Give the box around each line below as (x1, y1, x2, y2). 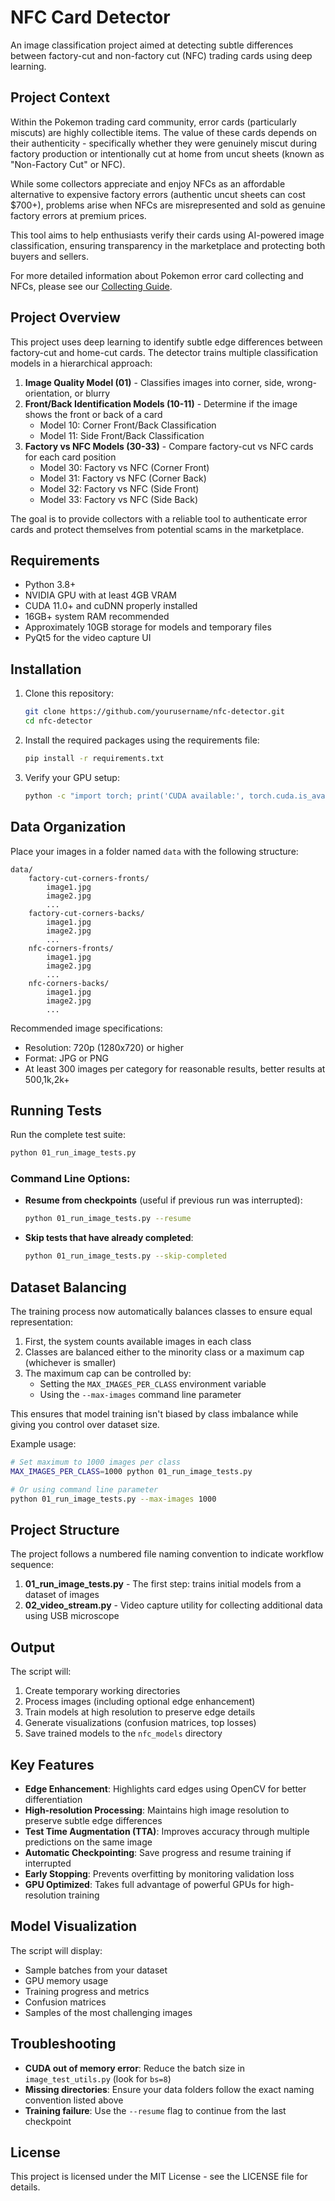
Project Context (10, 89, 110, 106)
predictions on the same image (24, 1836, 153, 1848)
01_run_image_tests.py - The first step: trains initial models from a (24, 1578, 302, 1590)
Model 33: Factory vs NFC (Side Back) (39, 493, 199, 505)
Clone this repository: (24, 687, 114, 700)
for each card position (24, 451, 117, 463)
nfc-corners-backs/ (28, 978, 110, 988)
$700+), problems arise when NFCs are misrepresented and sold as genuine (10, 199, 326, 211)
